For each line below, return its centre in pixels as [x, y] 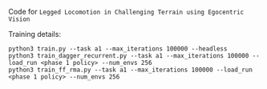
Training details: [35, 34]
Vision [19, 19]
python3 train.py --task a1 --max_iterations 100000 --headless [118, 49]
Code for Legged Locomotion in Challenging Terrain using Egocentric [126, 12]
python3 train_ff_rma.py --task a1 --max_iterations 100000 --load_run [130, 70]
